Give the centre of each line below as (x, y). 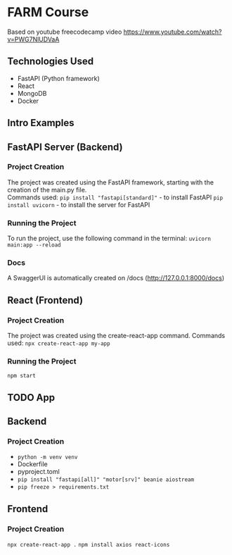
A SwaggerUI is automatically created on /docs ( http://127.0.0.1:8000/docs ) (116, 278)
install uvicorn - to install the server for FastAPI (79, 204)
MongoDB (32, 93)
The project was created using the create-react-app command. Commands (116, 336)
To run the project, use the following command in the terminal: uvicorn (109, 238)
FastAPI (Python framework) (58, 78)
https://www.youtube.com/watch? (173, 32)
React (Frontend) (45, 300)
